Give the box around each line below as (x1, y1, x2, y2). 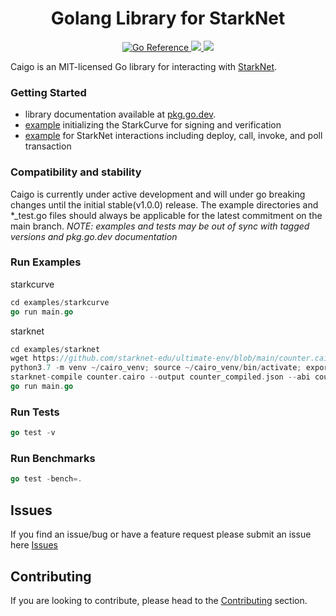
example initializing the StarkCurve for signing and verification (24, 119, 282, 131)
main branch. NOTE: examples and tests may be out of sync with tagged (10, 220, 310, 232)
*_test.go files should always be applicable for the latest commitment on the (10, 209, 323, 221)
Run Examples (10, 255, 82, 269)
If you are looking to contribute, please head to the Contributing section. (10, 594, 308, 606)
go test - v (10, 428, 56, 438)
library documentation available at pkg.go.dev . (24, 108, 217, 121)
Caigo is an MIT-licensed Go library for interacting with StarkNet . (10, 60, 278, 72)
